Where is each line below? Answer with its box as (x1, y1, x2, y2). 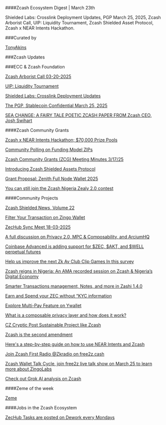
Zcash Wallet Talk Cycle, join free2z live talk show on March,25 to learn (5, 360, 152, 366)
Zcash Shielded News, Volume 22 (5, 205, 75, 210)
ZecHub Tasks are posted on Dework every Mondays (5, 414, 115, 420)
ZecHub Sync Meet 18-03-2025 (5, 224, 71, 230)
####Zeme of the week (5, 385, 54, 391)
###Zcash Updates (5, 54, 45, 60)
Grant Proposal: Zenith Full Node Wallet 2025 (5, 175, 98, 181)
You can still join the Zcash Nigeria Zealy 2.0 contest (5, 185, 113, 191)
